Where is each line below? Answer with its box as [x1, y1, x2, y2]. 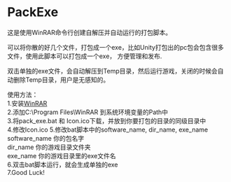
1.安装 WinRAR [7, 99, 48, 107]
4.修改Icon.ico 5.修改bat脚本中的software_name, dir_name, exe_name [7, 125, 209, 134]
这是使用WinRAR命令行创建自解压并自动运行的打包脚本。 [7, 28, 172, 36]
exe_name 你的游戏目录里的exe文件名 [7, 151, 117, 160]
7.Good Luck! [7, 168, 45, 176]
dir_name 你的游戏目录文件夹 [7, 143, 91, 151]
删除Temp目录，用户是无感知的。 [13, 75, 110, 84]
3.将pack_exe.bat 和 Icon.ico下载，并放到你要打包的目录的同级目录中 [7, 116, 206, 125]
